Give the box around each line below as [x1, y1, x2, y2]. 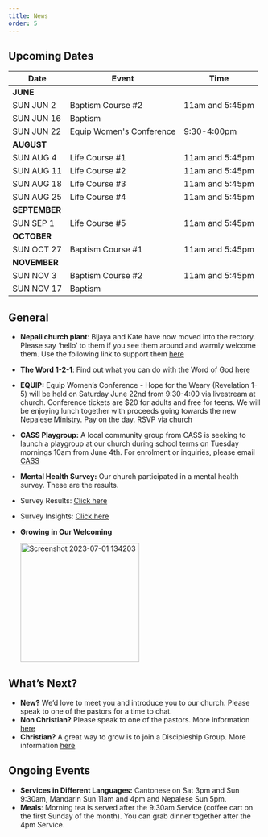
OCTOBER [12, 231, 52, 242]
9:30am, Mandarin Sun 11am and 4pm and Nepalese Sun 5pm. [19, 793, 227, 803]
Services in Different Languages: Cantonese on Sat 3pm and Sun [19, 785, 240, 795]
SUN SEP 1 [12, 218, 55, 229]
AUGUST [12, 139, 47, 150]
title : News [8, 11, 48, 20]
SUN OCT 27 [12, 244, 62, 255]
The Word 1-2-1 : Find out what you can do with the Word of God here [19, 364, 251, 375]
